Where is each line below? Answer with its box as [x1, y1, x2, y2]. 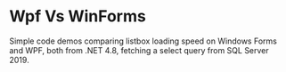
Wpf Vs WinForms [9, 6, 147, 27]
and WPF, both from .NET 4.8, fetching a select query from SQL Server [9, 44, 269, 55]
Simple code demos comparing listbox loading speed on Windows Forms [9, 36, 278, 46]
